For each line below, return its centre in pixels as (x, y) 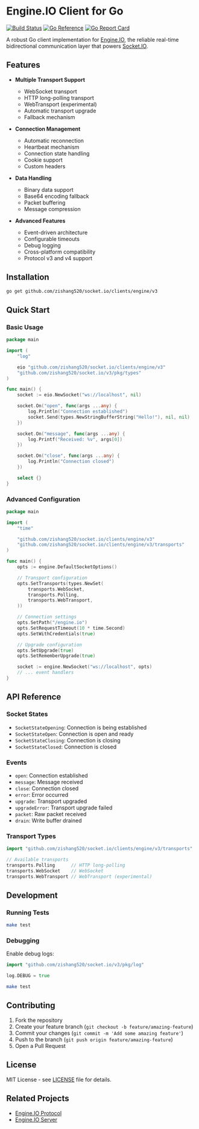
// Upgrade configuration (50, 645)
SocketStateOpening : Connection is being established (81, 727)
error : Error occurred (42, 794)
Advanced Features (40, 221)
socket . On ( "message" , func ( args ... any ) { (71, 434)
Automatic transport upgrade (60, 111)
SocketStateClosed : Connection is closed (65, 747)
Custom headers (45, 166)
